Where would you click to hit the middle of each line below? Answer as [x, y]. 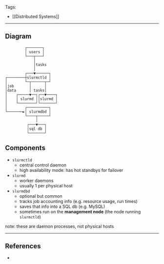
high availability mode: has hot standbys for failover [71, 170]
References [23, 246]
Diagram [18, 36]
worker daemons [36, 181]
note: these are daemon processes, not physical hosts [60, 226]
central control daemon [43, 165]
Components [25, 148]
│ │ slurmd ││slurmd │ [31, 99]
